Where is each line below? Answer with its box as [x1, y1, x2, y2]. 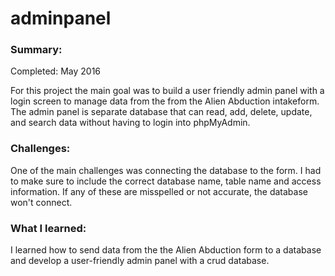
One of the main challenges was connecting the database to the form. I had [10, 164, 322, 176]
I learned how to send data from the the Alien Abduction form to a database [10, 244, 322, 256]
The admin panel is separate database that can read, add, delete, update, [10, 106, 313, 118]
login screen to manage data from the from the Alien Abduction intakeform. [10, 95, 320, 107]
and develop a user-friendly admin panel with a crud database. [10, 255, 270, 267]
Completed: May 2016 [10, 65, 102, 77]
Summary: [10, 43, 63, 57]
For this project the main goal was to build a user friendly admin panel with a [10, 85, 325, 97]
